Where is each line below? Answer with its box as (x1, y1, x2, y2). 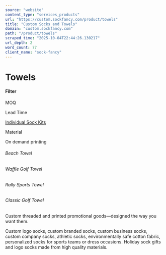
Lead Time (5, 109, 28, 115)
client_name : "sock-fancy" (5, 49, 62, 55)
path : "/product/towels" (5, 31, 57, 36)
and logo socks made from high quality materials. (5, 244, 108, 250)
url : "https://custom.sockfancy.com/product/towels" (5, 17, 118, 22)
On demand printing (5, 138, 47, 144)
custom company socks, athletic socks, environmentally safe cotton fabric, (5, 233, 161, 239)
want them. (5, 218, 29, 224)
